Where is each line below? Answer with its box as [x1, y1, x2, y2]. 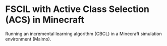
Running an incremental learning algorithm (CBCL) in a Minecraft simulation [5, 30, 162, 36]
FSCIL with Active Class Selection [5, 3, 150, 15]
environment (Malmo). [5, 36, 51, 42]
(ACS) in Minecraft [5, 14, 84, 25]
